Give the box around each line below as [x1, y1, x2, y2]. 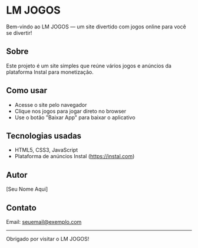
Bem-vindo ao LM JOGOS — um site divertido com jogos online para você [6, 23, 187, 30]
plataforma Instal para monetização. [6, 68, 94, 76]
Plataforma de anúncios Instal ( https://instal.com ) [14, 153, 135, 160]
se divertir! [6, 29, 32, 36]
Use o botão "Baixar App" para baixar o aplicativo [14, 113, 136, 121]
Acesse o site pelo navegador [14, 101, 87, 108]
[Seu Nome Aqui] [6, 185, 48, 192]
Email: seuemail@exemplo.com [6, 218, 82, 225]
